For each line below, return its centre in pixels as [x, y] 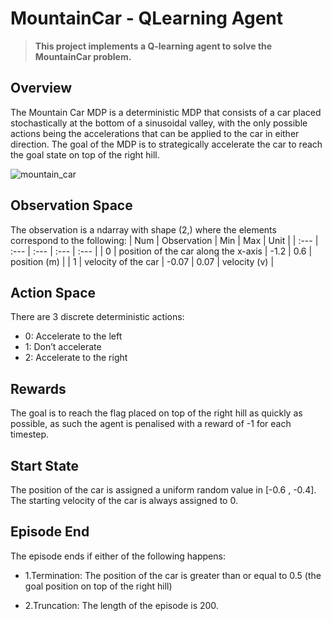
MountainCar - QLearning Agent [147, 18]
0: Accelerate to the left [73, 336]
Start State [45, 465]
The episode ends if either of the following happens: [118, 556]
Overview [41, 88]
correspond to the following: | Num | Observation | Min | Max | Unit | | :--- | [164, 240]
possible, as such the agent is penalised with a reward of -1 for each [151, 424]
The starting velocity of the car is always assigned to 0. [124, 500]
